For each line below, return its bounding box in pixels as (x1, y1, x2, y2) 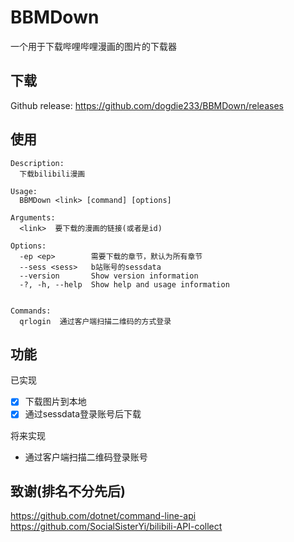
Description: (10, 158, 65, 168)
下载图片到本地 (24, 396, 87, 408)
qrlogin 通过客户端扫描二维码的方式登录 (19, 316, 172, 326)
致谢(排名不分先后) (10, 482, 126, 500)
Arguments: (10, 212, 56, 223)
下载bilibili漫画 (19, 169, 86, 179)
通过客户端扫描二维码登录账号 (24, 451, 148, 463)
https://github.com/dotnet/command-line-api (10, 510, 197, 522)
